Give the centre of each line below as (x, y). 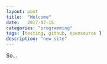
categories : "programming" (39, 28)
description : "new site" (37, 39)
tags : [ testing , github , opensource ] (54, 33)
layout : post (22, 11)
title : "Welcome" (29, 17)
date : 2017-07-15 (30, 22)
